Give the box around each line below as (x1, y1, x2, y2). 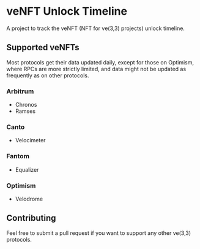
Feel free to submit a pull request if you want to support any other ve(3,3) (6, 229, 191, 237)
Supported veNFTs (6, 42, 80, 53)
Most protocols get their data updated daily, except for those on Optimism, (6, 58, 194, 66)
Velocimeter (15, 137, 46, 144)
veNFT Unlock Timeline (6, 4, 127, 18)
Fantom (6, 152, 29, 161)
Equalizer (15, 166, 39, 173)
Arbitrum (6, 87, 34, 96)
